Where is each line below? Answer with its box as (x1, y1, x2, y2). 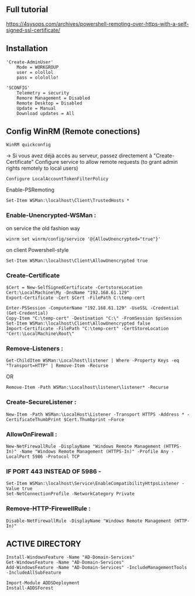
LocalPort (6, 453, 30, 460)
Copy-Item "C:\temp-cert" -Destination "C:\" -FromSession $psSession (6, 315, 182, 322)
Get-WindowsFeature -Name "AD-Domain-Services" (6, 560, 125, 565)
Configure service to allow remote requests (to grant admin (35, 159, 178, 166)
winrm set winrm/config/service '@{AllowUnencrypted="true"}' (6, 236, 161, 242)
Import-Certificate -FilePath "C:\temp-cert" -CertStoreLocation (6, 326, 169, 332)
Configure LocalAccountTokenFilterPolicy (6, 176, 109, 182)
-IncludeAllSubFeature (6, 570, 61, 576)
